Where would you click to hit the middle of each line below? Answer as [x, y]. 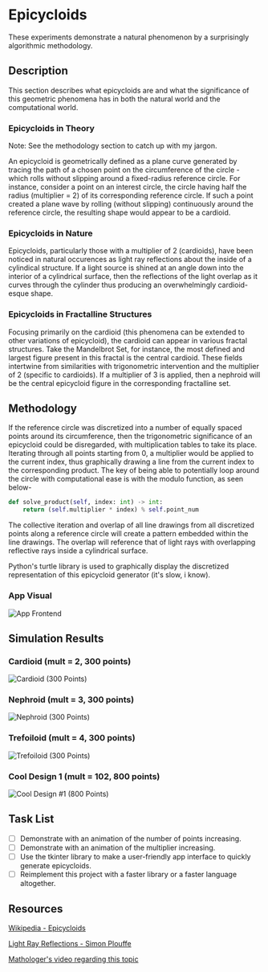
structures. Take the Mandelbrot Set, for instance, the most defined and [127, 349]
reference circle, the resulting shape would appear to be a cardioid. [120, 213]
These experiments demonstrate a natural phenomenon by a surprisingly [129, 37]
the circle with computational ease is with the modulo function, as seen [126, 479]
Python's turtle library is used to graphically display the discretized [119, 566]
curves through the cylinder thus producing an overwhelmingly [112, 285]
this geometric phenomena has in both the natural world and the [114, 99]
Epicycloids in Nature [51, 233]
